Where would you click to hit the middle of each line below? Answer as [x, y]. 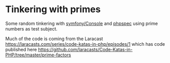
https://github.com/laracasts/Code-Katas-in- [86, 49]
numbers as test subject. [31, 28]
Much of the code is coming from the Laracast [54, 39]
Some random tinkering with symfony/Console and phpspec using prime [82, 23]
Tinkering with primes [53, 9]
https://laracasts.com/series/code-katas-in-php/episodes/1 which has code [85, 44]
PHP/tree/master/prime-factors [38, 55]
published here [21, 49]
